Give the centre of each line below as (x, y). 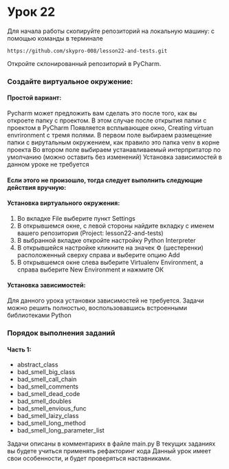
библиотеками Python (40, 315)
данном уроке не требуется (48, 164)
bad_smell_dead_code (48, 394)
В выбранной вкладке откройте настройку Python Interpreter (106, 240)
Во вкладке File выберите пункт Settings (76, 218)
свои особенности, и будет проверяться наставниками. (89, 459)
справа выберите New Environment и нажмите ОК (90, 270)
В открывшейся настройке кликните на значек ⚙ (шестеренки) (110, 248)
